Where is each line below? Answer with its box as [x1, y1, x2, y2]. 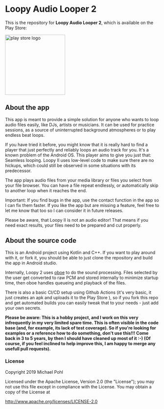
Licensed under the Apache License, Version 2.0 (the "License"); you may [5, 379, 155, 384]
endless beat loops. [5, 132, 45, 138]
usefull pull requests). [5, 346, 51, 352]
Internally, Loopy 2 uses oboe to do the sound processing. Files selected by [5, 269, 158, 275]
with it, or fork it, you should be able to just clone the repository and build [5, 255, 153, 260]
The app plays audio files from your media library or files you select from [5, 177, 152, 183]
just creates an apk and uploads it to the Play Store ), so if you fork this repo [5, 294, 158, 300]
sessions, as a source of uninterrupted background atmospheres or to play [5, 127, 156, 133]
